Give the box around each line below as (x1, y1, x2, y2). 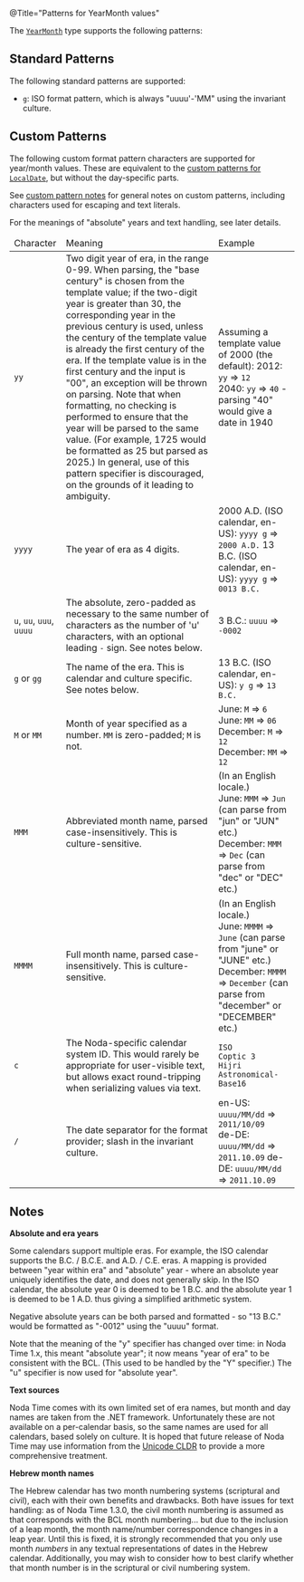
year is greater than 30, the (65, 297, 182, 310)
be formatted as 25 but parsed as (65, 444, 208, 456)
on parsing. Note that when (65, 388, 182, 400)
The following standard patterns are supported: (9, 75, 186, 86)
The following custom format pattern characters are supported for (9, 153, 256, 164)
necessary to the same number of (65, 607, 210, 619)
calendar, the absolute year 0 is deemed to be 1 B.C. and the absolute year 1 (9, 1284, 292, 1295)
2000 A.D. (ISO (218, 504, 283, 517)
